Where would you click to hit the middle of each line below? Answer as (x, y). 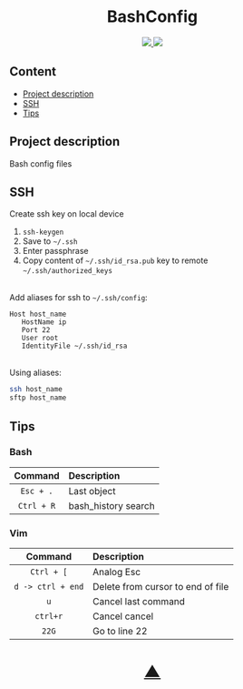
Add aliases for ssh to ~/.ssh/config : (78, 298)
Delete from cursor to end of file (160, 587)
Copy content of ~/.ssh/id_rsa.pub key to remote (115, 260)
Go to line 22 (120, 632)
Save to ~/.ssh (50, 241)
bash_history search (112, 505)
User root (40, 339)
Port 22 (36, 330)
